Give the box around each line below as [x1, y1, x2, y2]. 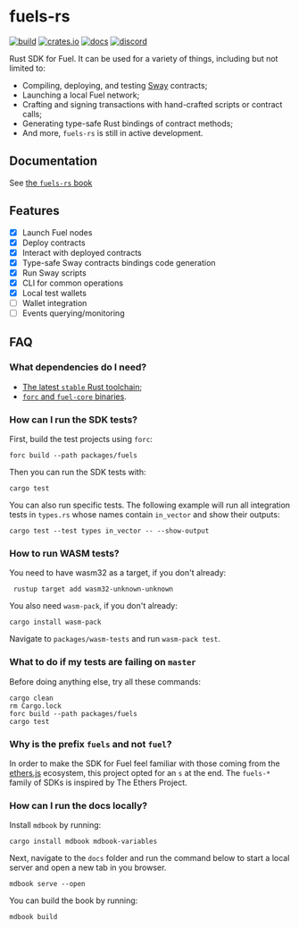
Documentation [9, 154, 98, 169]
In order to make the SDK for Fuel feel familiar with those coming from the [9, 758, 280, 769]
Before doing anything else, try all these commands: [9, 676, 201, 686]
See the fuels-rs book [9, 177, 93, 188]
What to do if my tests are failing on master [9, 656, 196, 669]
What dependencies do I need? [9, 361, 147, 373]
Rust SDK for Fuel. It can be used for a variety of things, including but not [9, 53, 278, 64]
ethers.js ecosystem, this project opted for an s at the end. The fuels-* [9, 768, 270, 778]
